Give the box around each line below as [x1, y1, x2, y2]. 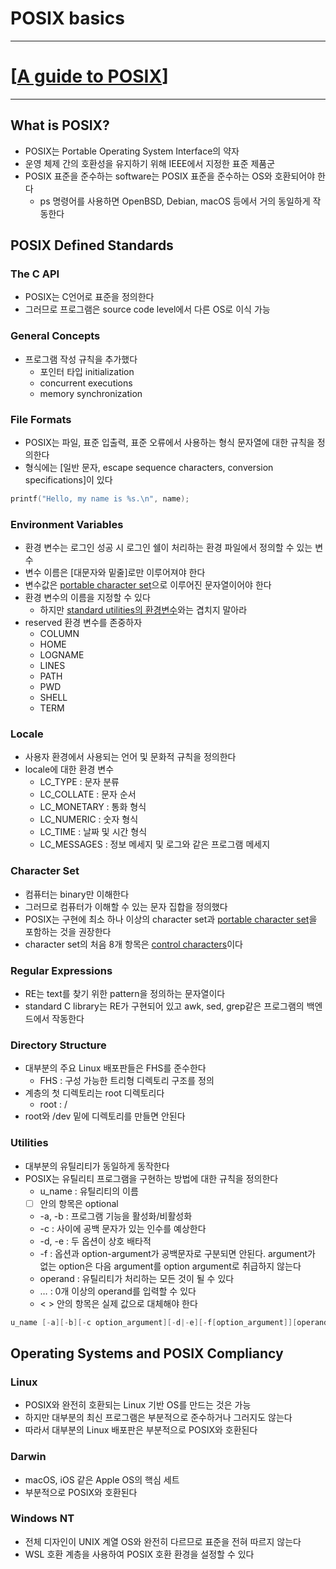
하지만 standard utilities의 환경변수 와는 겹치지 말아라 [39, 604, 248, 616]
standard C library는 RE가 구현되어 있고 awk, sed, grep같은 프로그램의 [24, 1000, 305, 1012]
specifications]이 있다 [24, 473, 113, 486]
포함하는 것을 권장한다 [24, 925, 112, 937]
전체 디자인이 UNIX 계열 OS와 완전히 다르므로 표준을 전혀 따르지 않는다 [24, 1535, 302, 1547]
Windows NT [10, 1512, 75, 1526]
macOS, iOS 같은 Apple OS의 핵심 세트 [24, 1473, 180, 1486]
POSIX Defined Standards [10, 237, 174, 254]
